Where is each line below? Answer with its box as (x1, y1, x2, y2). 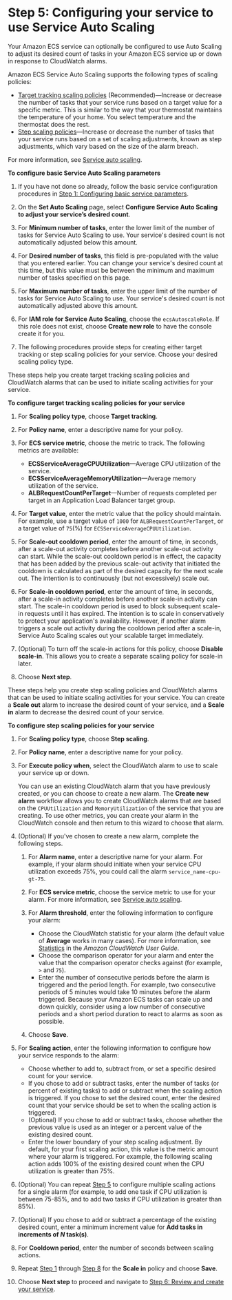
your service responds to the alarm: (17, 1051, 120, 1059)
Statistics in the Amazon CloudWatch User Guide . (38, 944, 180, 952)
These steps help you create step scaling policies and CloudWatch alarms (8, 685, 218, 694)
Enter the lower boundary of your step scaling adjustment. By (28, 1137, 202, 1146)
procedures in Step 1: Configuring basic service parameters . (17, 189, 189, 198)
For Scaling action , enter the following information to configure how (17, 1044, 211, 1052)
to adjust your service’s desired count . (17, 210, 131, 218)
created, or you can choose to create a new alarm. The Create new (17, 789, 209, 797)
